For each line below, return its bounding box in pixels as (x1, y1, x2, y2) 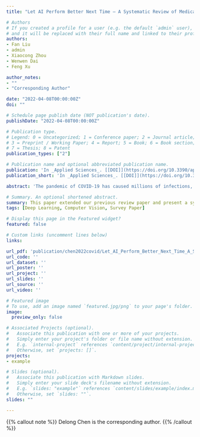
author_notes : (6, 74, 42, 80)
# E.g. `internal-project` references (6, 341, 108, 348)
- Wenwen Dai (6, 58, 39, 64)
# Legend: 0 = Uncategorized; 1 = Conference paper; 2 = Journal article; (6, 134, 196, 140)
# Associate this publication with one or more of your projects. (6, 331, 180, 337)
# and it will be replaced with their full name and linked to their (6, 30, 183, 36)
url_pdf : (6, 248, 28, 254)
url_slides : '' (6, 276, 44, 282)
